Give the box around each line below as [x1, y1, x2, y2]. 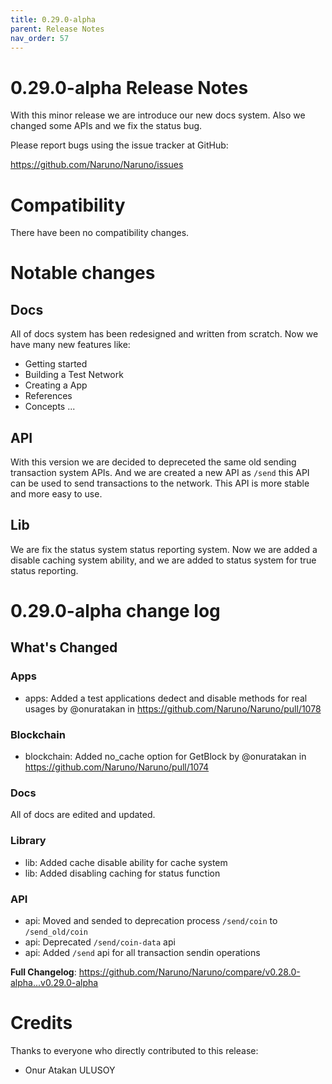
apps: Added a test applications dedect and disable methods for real [24, 692, 308, 704]
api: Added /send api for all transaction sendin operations [24, 946, 261, 958]
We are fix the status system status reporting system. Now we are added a [10, 543, 318, 555]
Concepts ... [24, 401, 76, 413]
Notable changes [10, 262, 156, 285]
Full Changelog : [10, 966, 77, 978]
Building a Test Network [24, 369, 124, 381]
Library [10, 834, 47, 848]
